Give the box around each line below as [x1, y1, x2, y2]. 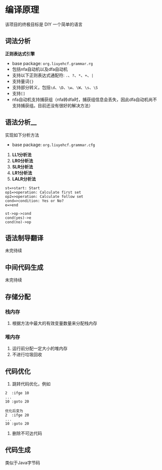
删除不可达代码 [12, 430, 42, 436]
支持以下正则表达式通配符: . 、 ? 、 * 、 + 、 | [12, 72, 94, 78]
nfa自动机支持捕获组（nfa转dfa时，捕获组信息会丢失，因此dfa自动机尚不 [12, 97, 157, 102]
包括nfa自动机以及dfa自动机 [12, 66, 68, 72]
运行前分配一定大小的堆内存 [12, 345, 68, 352]
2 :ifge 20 [5, 413, 29, 418]
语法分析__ [5, 118, 37, 127]
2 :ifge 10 [5, 390, 29, 395]
